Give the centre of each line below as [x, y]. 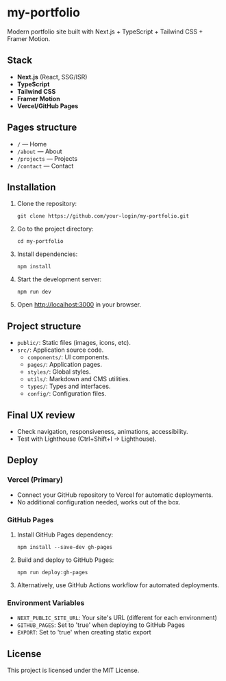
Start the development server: [59, 279]
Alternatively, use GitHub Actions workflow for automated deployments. [118, 585]
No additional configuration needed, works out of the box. [99, 502]
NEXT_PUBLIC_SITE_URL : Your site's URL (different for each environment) [117, 618]
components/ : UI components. [68, 357]
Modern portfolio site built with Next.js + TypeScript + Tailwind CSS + [105, 31]
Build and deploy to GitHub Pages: [65, 560]
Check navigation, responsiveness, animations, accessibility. [102, 432]
